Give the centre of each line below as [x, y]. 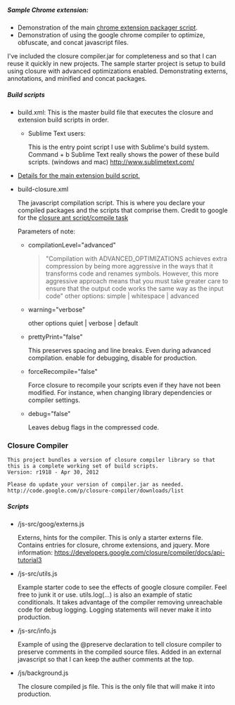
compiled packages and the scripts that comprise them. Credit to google [122, 210]
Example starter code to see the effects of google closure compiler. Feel [122, 588]
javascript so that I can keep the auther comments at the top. [106, 659]
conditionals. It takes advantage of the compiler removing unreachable [120, 602]
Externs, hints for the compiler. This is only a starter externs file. [110, 538]
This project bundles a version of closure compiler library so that [112, 460]
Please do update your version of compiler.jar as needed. [96, 485]
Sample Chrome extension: [48, 10]
